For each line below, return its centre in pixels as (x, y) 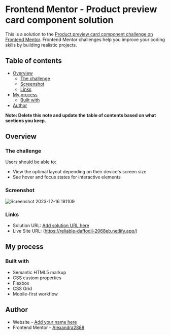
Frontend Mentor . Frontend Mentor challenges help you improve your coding (85, 40)
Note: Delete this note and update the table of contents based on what (81, 115)
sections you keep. (26, 121)
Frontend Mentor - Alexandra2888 (48, 327)
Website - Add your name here (45, 322)
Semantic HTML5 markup (39, 272)
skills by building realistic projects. (41, 45)
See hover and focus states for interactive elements (66, 177)
